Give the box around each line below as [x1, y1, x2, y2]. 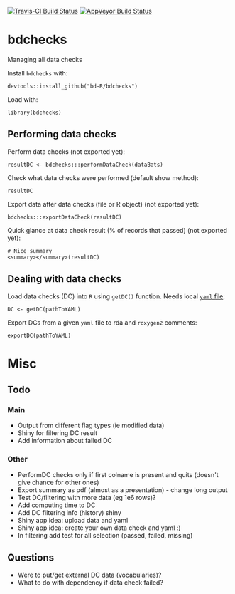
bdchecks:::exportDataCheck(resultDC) [7, 214, 122, 221]
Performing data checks [7, 128, 117, 140]
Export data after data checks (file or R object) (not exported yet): [7, 199, 200, 208]
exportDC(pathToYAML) [7, 332, 72, 339]
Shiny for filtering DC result [17, 429, 98, 437]
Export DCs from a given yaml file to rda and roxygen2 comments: [7, 318, 197, 327]
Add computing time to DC [17, 501, 96, 509]
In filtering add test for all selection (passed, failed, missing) [17, 531, 193, 539]
